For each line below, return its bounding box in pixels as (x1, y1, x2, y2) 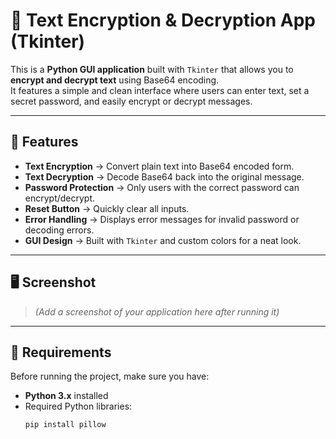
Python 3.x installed (24, 390, 109, 402)
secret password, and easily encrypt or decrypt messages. (10, 95, 253, 107)
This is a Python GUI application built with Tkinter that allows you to (10, 63, 294, 75)
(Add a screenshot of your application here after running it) (34, 305, 280, 318)
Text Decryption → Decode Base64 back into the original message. (24, 170, 305, 183)
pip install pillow (24, 420, 107, 430)
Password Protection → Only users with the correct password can (24, 181, 300, 193)
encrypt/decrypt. (24, 192, 96, 204)
